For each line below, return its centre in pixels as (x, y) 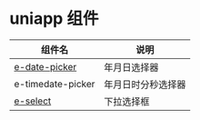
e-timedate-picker (55, 84)
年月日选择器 (131, 67)
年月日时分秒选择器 (145, 85)
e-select (33, 101)
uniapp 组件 (54, 19)
